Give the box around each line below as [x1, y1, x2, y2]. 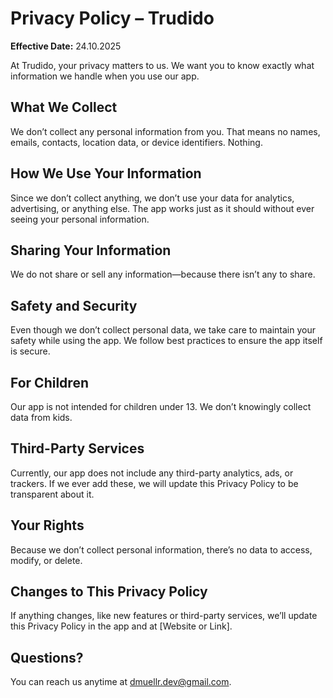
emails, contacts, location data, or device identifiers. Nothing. [10, 136, 263, 148]
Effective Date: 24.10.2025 [10, 40, 122, 52]
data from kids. [10, 412, 73, 423]
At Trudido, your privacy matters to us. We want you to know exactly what [10, 59, 315, 71]
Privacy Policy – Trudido [10, 7, 215, 30]
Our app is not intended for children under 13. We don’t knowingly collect [10, 401, 312, 412]
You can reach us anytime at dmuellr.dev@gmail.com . [10, 676, 232, 688]
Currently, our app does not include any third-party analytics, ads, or [10, 467, 294, 479]
